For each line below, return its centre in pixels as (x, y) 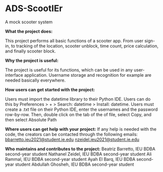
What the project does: (29, 31)
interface (14, 75)
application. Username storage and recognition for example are (88, 75)
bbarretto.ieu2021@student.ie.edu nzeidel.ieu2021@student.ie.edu (72, 139)
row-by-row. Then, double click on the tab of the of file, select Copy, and (78, 114)
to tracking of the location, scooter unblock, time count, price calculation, (85, 46)
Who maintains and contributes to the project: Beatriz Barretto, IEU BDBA (80, 149)
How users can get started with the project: (50, 89)
